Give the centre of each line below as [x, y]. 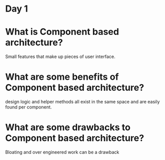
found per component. [29, 107]
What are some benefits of [62, 77]
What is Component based [62, 32]
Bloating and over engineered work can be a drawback [62, 152]
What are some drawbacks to [68, 127]
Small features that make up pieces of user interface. [60, 57]
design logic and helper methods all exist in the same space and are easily [82, 102]
